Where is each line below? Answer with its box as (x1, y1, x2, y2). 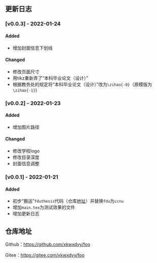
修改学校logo (12, 148, 40, 154)
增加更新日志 (12, 211, 39, 217)
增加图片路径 (12, 124, 39, 130)
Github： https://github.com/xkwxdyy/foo (5, 241, 90, 247)
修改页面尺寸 (12, 68, 39, 74)
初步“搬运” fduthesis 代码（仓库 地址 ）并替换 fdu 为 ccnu (12, 198, 124, 204)
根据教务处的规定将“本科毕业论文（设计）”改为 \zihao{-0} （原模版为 (12, 81, 152, 87)
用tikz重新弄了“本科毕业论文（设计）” (12, 75, 88, 81)
